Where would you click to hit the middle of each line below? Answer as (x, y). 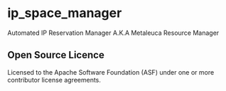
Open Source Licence (56, 55)
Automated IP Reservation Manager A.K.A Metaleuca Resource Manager (113, 33)
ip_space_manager (65, 13)
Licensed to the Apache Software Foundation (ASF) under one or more (111, 72)
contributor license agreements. (54, 80)
